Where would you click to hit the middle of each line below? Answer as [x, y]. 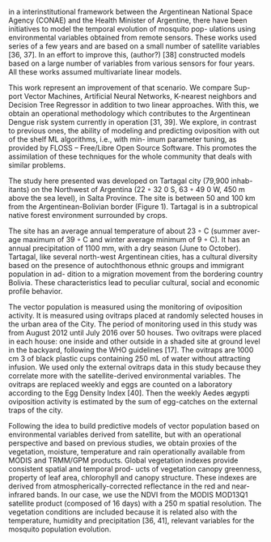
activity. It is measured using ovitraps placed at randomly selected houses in [136, 316]
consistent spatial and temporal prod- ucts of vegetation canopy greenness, [135, 469]
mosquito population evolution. [60, 529]
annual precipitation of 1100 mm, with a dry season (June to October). [125, 248]
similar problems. [37, 165]
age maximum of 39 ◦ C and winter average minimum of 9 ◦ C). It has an [129, 239]
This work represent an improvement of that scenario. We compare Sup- [129, 87]
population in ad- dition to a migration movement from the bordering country [136, 274]
